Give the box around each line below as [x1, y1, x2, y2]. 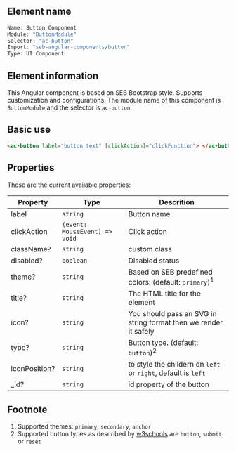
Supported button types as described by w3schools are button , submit [17, 429, 223, 438]
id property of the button [128, 379, 209, 389]
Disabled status [128, 256, 180, 266]
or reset [17, 437, 42, 445]
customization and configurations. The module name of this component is [7, 96, 221, 104]
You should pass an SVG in [128, 308, 217, 318]
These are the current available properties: [7, 181, 131, 189]
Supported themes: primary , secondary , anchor [17, 421, 152, 431]
